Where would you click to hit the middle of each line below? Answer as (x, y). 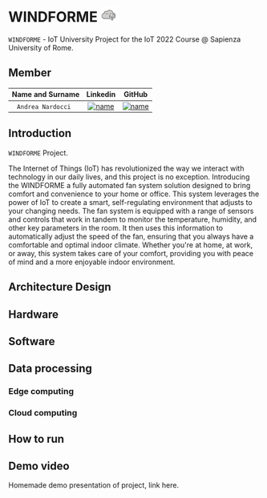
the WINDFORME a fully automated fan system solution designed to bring (129, 185)
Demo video (39, 466)
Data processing (50, 369)
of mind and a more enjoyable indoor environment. (92, 262)
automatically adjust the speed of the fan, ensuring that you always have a (131, 236)
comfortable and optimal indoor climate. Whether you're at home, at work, (131, 245)
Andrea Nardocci (44, 106)
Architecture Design (60, 287)
